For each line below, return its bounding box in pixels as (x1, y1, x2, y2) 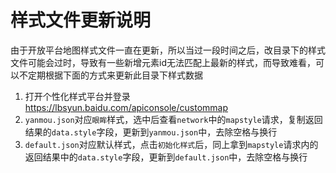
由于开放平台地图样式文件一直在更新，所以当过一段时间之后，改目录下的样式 (10, 44, 326, 56)
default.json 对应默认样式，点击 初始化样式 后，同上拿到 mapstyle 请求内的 (24, 138, 319, 150)
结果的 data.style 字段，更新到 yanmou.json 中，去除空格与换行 (24, 126, 278, 138)
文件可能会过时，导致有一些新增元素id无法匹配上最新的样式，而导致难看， (10, 56, 316, 68)
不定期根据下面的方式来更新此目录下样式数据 (18, 69, 203, 81)
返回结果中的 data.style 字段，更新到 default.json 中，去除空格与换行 (24, 151, 308, 163)
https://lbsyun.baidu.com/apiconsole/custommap (24, 101, 229, 113)
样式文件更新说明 (10, 9, 152, 32)
